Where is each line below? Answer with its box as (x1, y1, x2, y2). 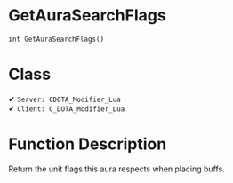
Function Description (8, 134, 167, 155)
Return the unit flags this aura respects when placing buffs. (8, 163, 226, 174)
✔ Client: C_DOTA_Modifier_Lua (8, 103, 125, 114)
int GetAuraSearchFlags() (8, 35, 104, 44)
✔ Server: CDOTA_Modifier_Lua (8, 93, 121, 104)
